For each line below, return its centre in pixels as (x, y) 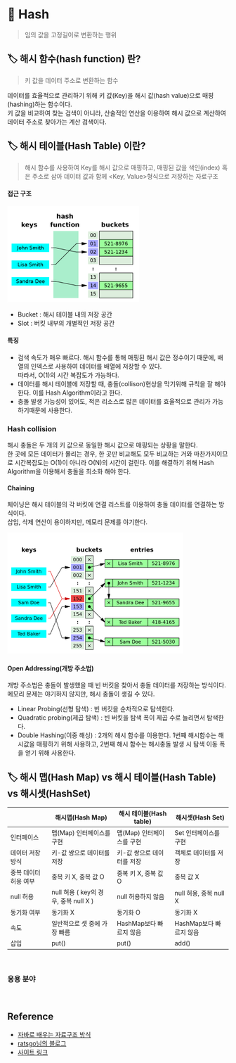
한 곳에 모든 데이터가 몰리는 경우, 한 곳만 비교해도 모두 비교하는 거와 (100, 454)
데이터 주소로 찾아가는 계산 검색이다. (57, 122)
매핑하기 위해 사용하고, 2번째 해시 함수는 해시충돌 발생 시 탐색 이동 (127, 744)
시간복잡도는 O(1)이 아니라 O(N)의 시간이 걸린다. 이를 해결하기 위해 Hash (114, 463)
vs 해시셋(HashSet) (49, 793)
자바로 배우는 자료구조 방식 (54, 1034)
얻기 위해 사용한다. (50, 753)
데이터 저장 (25, 852)
